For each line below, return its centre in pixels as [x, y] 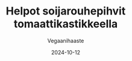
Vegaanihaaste [66, 40]
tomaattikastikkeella [66, 24]
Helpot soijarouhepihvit [66, 11]
